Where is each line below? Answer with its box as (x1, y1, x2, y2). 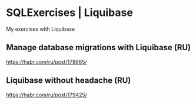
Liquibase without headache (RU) (6, 76, 131, 86)
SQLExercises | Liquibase (6, 6, 134, 19)
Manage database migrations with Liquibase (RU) (6, 43, 191, 53)
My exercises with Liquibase (6, 25, 75, 32)
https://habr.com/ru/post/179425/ (6, 91, 87, 98)
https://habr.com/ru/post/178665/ (6, 58, 87, 65)
